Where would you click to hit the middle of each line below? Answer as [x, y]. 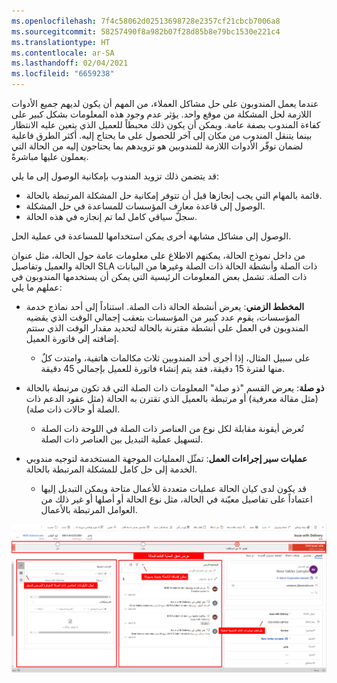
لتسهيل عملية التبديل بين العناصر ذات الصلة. [122, 439]
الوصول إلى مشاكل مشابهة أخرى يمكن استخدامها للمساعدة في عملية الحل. [151, 236]
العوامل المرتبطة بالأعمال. [89, 509]
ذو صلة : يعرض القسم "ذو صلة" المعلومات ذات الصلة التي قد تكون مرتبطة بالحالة [175, 388]
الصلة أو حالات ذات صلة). [73, 409]
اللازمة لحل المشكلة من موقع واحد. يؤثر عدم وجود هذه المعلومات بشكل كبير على [161, 114]
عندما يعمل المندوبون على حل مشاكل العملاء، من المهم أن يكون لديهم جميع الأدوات [165, 103]
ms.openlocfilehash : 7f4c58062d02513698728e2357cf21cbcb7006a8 [146, 21]
